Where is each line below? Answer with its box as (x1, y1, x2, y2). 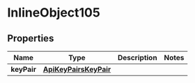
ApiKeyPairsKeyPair (42, 64, 111, 74)
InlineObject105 (7, 5, 101, 21)
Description (117, 53, 158, 62)
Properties (7, 33, 54, 44)
